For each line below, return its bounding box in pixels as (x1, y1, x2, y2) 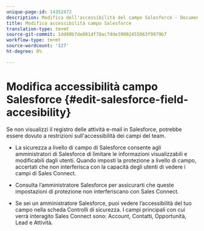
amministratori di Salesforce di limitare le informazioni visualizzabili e (15, 150, 188, 158)
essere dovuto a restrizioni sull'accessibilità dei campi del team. (6, 132, 166, 139)
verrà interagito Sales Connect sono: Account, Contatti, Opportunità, (15, 212, 187, 219)
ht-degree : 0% (6, 49, 42, 55)
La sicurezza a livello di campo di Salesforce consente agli (15, 144, 161, 151)
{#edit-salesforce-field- (64, 92, 189, 106)
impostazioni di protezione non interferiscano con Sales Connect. (15, 187, 179, 195)
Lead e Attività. (15, 219, 53, 226)
